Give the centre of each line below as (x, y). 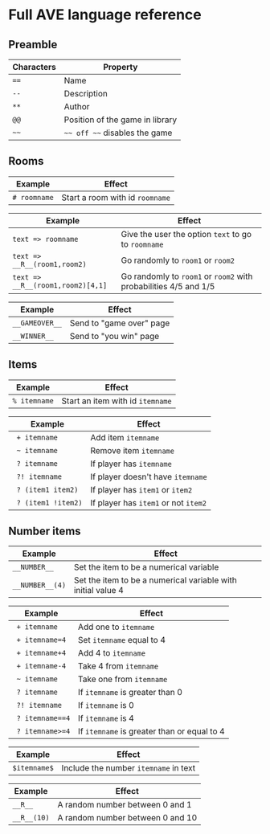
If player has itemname (131, 464)
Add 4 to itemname (112, 653)
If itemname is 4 (106, 718)
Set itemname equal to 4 (122, 640)
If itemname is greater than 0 (130, 693)
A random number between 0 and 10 (127, 818)
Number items (45, 531)
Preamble (33, 45)
